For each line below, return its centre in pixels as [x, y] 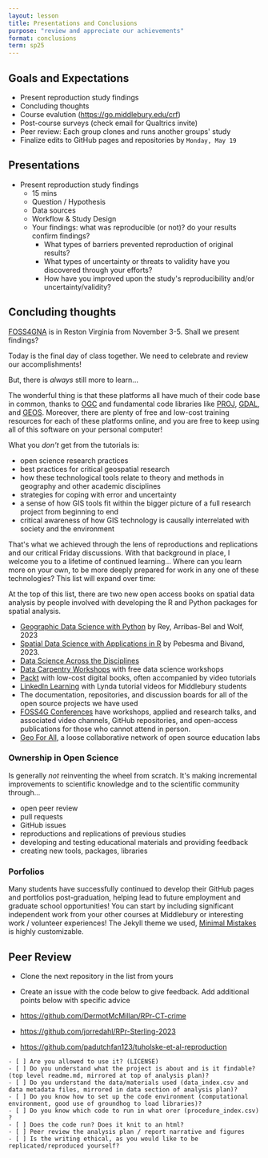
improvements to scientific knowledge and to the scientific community [124, 784]
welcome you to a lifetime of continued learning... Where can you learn [125, 561]
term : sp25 [26, 46]
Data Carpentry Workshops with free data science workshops [122, 669]
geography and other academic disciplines [90, 486]
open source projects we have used [79, 703]
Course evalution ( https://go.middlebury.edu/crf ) [100, 114]
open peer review [49, 808]
